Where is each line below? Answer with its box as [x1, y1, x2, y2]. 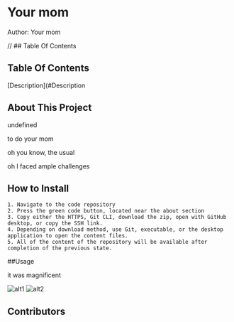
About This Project [7, 102, 92, 114]
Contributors [7, 305, 66, 317]
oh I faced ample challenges [7, 161, 90, 171]
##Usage [7, 257, 35, 266]
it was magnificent [7, 271, 62, 279]
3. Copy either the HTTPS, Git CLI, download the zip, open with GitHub [7, 214, 227, 221]
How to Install [7, 182, 69, 194]
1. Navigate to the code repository [7, 201, 116, 208]
